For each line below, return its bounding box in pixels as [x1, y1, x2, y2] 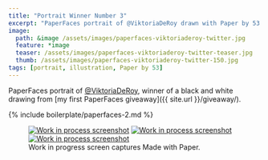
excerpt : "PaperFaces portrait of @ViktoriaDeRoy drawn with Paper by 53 [8, 19, 261, 27]
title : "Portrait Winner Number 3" [8, 11, 128, 20]
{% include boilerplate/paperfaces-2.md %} [8, 110, 154, 119]
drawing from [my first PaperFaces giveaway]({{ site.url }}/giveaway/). [8, 94, 242, 104]
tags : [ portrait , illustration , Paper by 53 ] [8, 64, 163, 72]
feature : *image [15, 42, 70, 50]
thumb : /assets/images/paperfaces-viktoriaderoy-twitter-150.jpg [15, 57, 239, 65]
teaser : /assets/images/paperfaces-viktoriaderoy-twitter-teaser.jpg [15, 49, 253, 57]
